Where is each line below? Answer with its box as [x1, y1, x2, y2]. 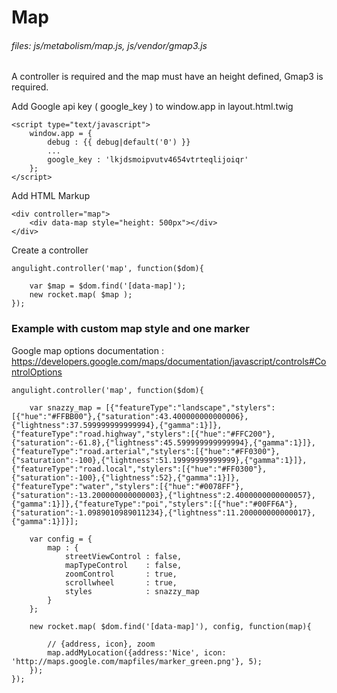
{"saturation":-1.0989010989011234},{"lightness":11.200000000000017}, [11, 507, 316, 518]
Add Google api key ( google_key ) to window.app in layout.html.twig [11, 101, 294, 113]
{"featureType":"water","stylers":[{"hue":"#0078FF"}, [11, 481, 245, 491]
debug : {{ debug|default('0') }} [47, 137, 191, 148]
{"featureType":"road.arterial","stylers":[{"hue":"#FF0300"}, [11, 446, 281, 456]
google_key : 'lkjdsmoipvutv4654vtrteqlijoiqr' [47, 155, 249, 165]
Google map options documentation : [11, 344, 164, 356]
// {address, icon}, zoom [47, 639, 156, 649]
